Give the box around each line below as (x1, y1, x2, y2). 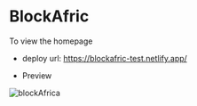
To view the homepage (9, 36, 93, 46)
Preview (21, 69, 52, 81)
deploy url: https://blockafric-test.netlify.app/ (21, 53, 188, 63)
